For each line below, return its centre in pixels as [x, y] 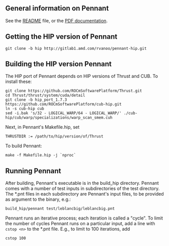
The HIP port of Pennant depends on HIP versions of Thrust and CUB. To [82, 76]
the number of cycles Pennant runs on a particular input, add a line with [80, 224]
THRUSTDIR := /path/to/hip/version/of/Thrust [54, 136]
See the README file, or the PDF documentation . [57, 20]
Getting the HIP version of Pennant [61, 37]
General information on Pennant [57, 8]
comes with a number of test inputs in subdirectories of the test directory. [82, 188]
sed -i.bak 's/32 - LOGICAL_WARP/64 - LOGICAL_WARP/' [64, 113]
